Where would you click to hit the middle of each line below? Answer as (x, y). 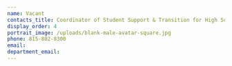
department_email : (33, 52)
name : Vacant (26, 13)
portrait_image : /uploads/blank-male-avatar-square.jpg (89, 33)
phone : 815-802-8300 (37, 39)
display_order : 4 (32, 26)
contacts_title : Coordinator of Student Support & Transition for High (112, 20)
